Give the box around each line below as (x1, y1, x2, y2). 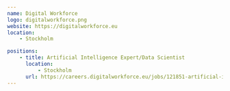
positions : (7, 48, 38, 55)
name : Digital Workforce (7, 10, 78, 17)
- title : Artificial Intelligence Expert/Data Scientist (19, 54, 186, 62)
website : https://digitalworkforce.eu (7, 23, 118, 29)
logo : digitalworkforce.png (7, 16, 88, 23)
